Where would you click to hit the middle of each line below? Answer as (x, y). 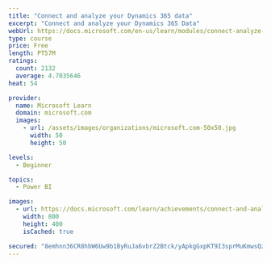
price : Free (28, 46)
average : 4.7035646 (48, 76)
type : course (30, 38)
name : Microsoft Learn (54, 106)
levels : (21, 157)
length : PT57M (32, 53)
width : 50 (46, 136)
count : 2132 (36, 69)
